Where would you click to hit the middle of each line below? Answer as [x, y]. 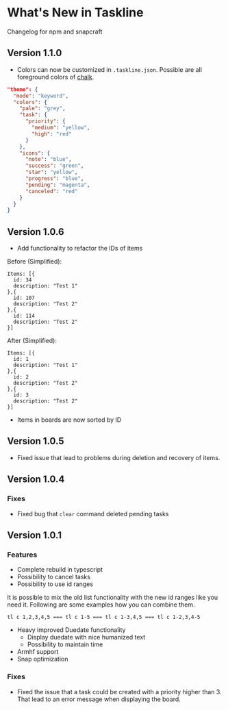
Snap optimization [42, 659]
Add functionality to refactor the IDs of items [80, 249]
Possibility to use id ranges [55, 584]
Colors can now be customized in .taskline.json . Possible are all [109, 69]
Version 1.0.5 [36, 441]
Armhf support [38, 652]
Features [22, 555]
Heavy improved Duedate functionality [71, 630]
